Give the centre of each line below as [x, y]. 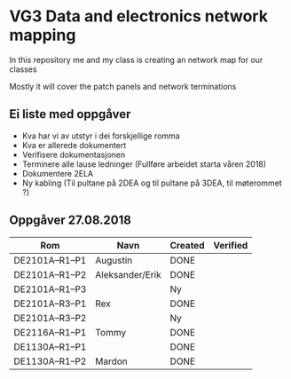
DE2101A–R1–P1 [50, 260]
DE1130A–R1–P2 [50, 361]
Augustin [114, 260]
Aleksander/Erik [128, 274]
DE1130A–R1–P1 [50, 346]
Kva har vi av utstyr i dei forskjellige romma [101, 136]
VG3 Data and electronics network [139, 16]
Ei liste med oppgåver [70, 114]
